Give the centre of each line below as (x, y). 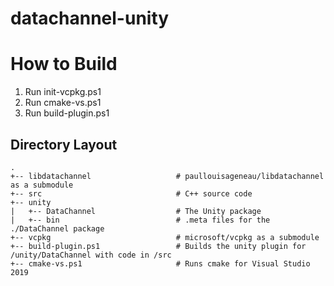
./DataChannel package (57, 228)
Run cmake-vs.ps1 (63, 103)
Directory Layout (64, 144)
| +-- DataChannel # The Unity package (136, 211)
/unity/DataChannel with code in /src (91, 255)
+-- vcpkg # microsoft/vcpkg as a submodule (165, 237)
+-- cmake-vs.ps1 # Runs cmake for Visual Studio (160, 263)
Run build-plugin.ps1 (67, 113)
